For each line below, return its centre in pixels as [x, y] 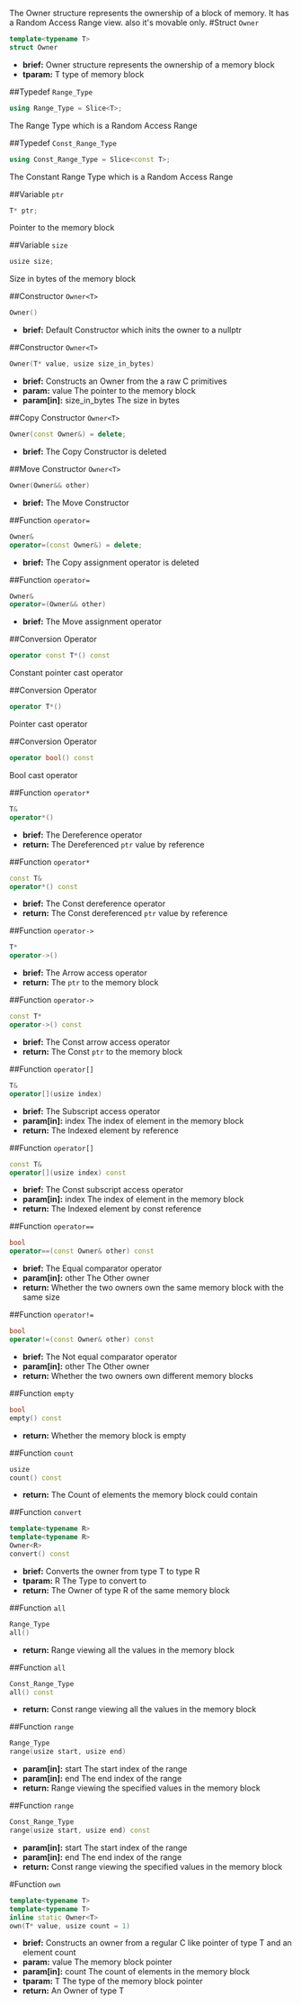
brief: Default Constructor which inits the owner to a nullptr [132, 330]
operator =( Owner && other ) [58, 604]
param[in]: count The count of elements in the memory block [136, 1972]
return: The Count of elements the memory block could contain [140, 1495]
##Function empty [42, 1393]
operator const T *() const [60, 656]
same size [41, 1297]
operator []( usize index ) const [68, 1173]
